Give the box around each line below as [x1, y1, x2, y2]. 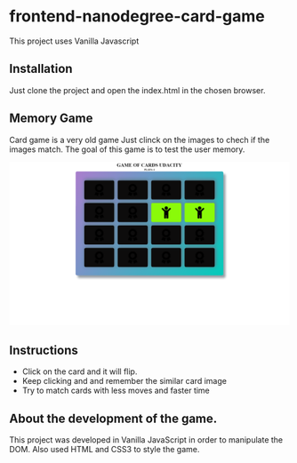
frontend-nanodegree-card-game [9, 6, 265, 27]
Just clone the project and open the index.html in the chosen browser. [9, 84, 266, 95]
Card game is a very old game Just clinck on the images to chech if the [9, 134, 270, 145]
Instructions [9, 342, 78, 357]
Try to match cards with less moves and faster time [21, 385, 211, 396]
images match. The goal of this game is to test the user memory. [9, 144, 245, 155]
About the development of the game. [9, 411, 218, 426]
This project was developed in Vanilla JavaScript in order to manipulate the [9, 435, 284, 445]
